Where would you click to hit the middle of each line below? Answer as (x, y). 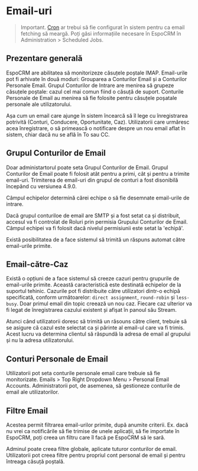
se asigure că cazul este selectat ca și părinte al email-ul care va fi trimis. (95, 328)
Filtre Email (27, 410)
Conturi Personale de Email (57, 359)
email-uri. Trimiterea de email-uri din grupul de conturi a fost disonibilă (92, 180)
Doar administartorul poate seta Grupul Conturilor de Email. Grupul (87, 167)
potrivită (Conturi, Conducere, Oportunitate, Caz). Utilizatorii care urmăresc (98, 122)
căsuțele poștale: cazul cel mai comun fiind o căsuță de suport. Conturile (95, 91)
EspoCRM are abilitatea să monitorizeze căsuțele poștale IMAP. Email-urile (97, 73)
